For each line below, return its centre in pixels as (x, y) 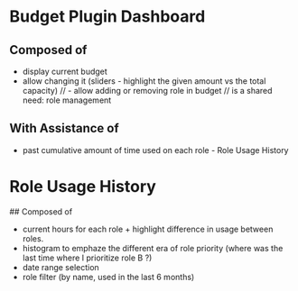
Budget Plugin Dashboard (107, 17)
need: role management (67, 100)
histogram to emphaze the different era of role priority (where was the (153, 248)
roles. (33, 238)
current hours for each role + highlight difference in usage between (148, 229)
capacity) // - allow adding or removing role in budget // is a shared (147, 91)
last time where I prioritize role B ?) (87, 258)
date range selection (61, 267)
